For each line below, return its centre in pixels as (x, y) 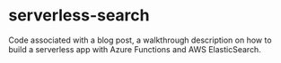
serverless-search (79, 16)
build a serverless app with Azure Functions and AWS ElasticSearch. (135, 49)
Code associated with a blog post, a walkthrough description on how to (140, 40)
